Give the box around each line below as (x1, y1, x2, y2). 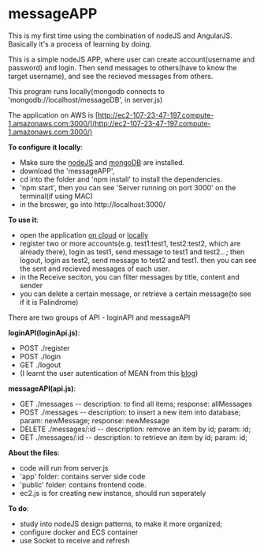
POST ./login (19, 351, 61, 361)
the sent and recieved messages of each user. (19, 264, 170, 273)
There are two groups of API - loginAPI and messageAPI (8, 313, 191, 322)
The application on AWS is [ (8, 110, 99, 119)
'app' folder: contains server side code (19, 471, 146, 481)
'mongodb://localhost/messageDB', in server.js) (8, 95, 163, 104)
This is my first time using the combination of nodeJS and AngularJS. (8, 31, 232, 40)
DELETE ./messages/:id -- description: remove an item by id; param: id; (19, 424, 251, 434)
